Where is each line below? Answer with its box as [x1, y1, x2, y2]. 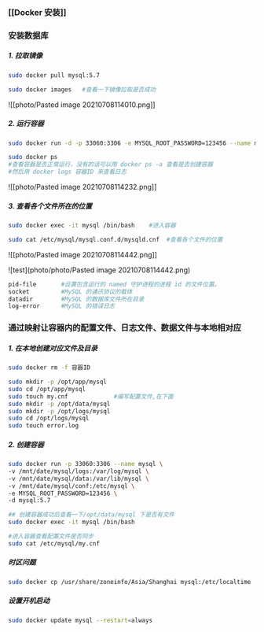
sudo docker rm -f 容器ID [8, 364, 90, 371]
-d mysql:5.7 [8, 497, 51, 504]
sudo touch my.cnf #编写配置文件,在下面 [8, 392, 174, 401]
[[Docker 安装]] [8, 6, 67, 17]
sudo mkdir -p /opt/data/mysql [8, 400, 111, 408]
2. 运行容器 [8, 119, 45, 128]
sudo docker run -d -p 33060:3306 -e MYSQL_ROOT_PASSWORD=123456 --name [8, 139, 251, 147]
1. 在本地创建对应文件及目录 [8, 343, 98, 353]
